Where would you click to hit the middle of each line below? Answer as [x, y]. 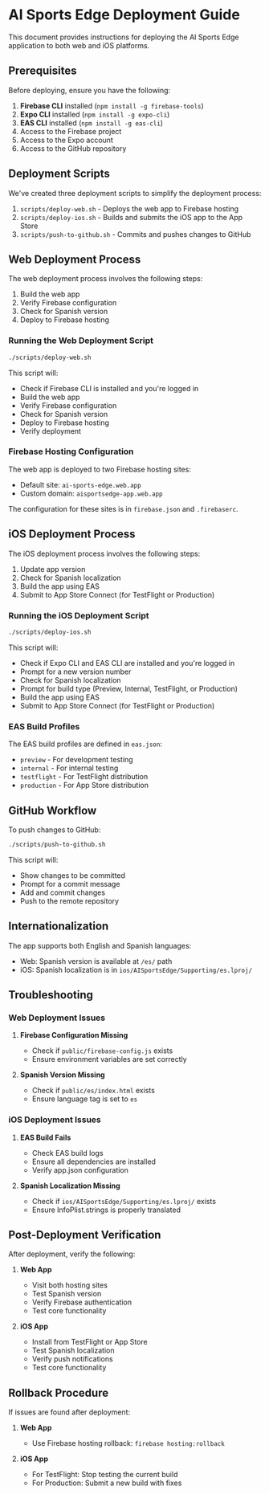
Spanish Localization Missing [70, 1186]
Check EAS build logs [67, 1153]
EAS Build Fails [45, 1137]
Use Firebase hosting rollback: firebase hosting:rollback [128, 1443]
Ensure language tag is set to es [85, 1099]
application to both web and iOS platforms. [79, 45]
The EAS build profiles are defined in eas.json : [86, 744]
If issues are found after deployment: [69, 1412]
